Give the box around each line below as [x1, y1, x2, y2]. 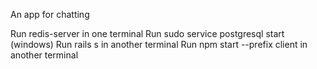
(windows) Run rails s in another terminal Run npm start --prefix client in [10, 39, 308, 50]
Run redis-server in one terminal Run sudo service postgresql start [10, 28, 285, 39]
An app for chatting [10, 9, 90, 20]
